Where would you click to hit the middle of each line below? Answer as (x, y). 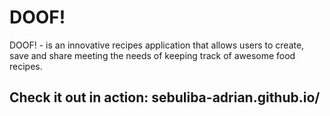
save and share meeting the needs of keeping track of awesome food (152, 55)
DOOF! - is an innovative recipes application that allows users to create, (157, 45)
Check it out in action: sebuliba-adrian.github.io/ (165, 97)
